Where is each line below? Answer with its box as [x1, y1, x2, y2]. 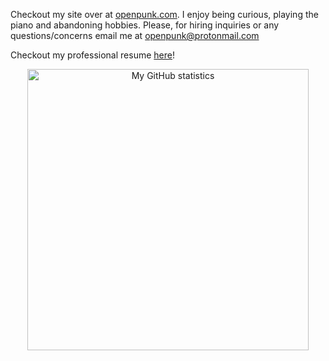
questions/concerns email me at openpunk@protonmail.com [10, 30, 260, 41]
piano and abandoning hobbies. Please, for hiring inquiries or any [10, 19, 280, 31]
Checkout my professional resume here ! [10, 49, 175, 61]
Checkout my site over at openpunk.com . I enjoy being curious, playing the [10, 9, 319, 20]
